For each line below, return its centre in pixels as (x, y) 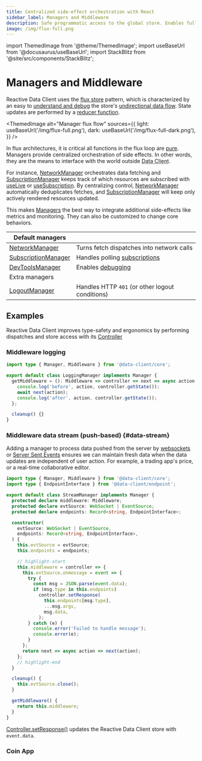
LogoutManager (32, 291)
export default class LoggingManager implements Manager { (82, 376)
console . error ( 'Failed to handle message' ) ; (90, 629)
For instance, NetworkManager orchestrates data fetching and (84, 173)
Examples (25, 316)
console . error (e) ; (56, 634)
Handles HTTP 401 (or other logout (125, 287)
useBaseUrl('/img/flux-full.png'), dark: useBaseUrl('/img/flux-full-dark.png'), (101, 131)
